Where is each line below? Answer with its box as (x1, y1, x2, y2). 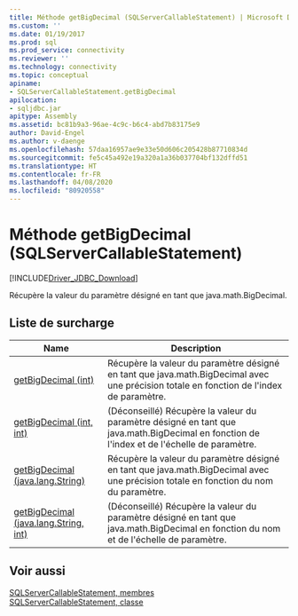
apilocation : (9, 95, 58, 105)
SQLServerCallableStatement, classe (9, 596, 144, 607)
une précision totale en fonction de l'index (107, 379, 282, 391)
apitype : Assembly (9, 112, 77, 121)
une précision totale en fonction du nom (107, 474, 273, 486)
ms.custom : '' (9, 21, 62, 30)
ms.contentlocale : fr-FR (9, 170, 101, 178)
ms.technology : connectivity (9, 63, 117, 72)
